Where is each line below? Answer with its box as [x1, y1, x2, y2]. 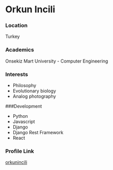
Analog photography [12, 93, 56, 99]
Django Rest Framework [12, 130, 64, 136]
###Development [5, 103, 42, 110]
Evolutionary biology [12, 88, 56, 94]
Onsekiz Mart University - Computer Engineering [5, 58, 108, 64]
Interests [5, 71, 28, 78]
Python [12, 113, 28, 119]
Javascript [12, 119, 35, 125]
